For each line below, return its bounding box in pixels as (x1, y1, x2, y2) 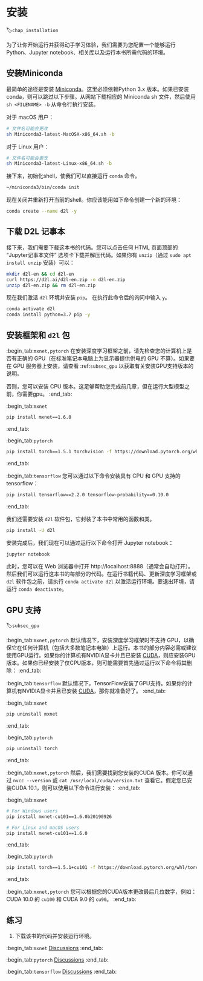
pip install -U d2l (6, 527, 56, 533)
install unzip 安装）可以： (6, 259, 76, 266)
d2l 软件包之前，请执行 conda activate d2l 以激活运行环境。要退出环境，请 (6, 578, 195, 585)
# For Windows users (6, 808, 59, 814)
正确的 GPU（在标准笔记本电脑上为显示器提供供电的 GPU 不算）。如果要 (16, 355, 195, 362)
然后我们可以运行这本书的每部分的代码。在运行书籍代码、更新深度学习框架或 (6, 570, 197, 577)
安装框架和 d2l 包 (6, 330, 71, 340)
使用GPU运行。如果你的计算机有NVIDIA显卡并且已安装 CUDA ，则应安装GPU (6, 652, 196, 659)
